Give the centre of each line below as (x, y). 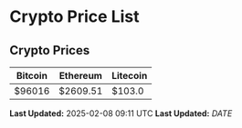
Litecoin (129, 76)
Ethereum (81, 76)
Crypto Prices (50, 50)
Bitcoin (32, 76)
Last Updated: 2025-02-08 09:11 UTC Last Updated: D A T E (121, 113)
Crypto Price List (74, 17)
